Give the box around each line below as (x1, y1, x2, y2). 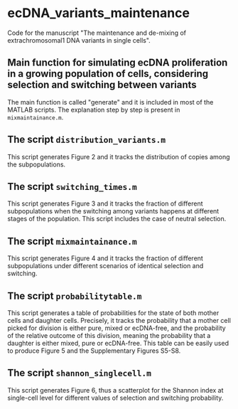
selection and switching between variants (7, 79, 197, 91)
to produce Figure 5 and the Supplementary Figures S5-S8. (7, 346, 181, 355)
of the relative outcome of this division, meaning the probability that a (7, 331, 211, 339)
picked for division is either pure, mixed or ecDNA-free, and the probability (7, 324, 226, 332)
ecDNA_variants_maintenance (7, 5, 190, 21)
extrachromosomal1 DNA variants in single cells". (7, 36, 151, 44)
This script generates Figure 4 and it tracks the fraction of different (7, 254, 204, 262)
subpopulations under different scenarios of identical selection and (7, 262, 204, 270)
